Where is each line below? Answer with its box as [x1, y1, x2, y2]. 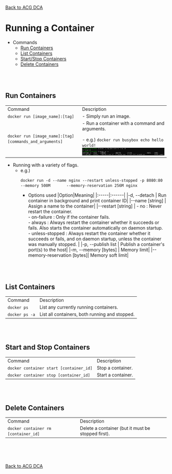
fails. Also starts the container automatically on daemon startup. [28, 225, 163, 231]
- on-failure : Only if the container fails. [28, 214, 110, 220]
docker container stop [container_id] [7, 373, 91, 378]
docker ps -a [7, 312, 35, 317]
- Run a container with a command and [81, 120, 165, 126]
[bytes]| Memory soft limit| [72, 252, 129, 258]
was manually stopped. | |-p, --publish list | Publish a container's [28, 241, 165, 248]
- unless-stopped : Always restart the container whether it [28, 231, 150, 237]
